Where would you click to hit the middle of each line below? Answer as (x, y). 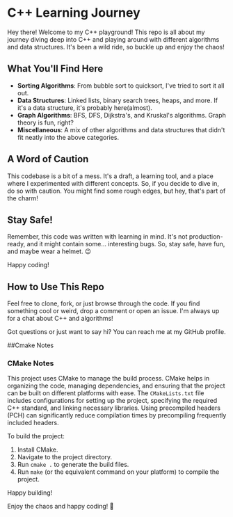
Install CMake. (38, 450)
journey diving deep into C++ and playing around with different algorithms (113, 39)
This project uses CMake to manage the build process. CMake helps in (109, 379)
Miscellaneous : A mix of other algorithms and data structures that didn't (121, 129)
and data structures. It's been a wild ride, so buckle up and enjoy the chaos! (116, 47)
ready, (16, 244)
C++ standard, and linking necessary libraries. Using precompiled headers (114, 408)
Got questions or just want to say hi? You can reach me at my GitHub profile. (116, 332)
